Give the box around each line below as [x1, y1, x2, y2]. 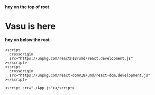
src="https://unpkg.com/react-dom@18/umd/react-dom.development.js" [9, 73, 151, 78]
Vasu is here [5, 21, 56, 31]
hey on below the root [5, 37, 50, 43]
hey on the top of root [5, 4, 49, 10]
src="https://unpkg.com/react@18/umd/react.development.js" [9, 56, 133, 61]
